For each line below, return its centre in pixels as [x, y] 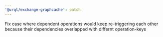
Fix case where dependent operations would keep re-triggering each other [81, 24]
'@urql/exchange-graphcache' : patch [43, 10]
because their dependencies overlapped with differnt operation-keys [76, 29]
